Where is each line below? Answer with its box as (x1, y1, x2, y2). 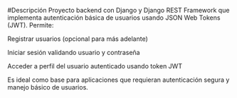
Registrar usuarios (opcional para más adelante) (7, 35, 148, 43)
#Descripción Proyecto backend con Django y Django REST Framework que (7, 6, 230, 14)
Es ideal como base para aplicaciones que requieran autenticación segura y (7, 75, 230, 84)
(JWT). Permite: (7, 21, 54, 29)
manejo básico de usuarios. (7, 83, 89, 91)
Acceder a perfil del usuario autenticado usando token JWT (7, 62, 183, 70)
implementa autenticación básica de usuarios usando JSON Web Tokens (7, 13, 221, 22)
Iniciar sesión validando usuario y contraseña (7, 49, 140, 56)
